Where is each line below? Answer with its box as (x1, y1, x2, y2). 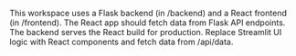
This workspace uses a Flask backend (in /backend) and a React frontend (9, 8, 288, 18)
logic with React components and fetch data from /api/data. (9, 36, 234, 47)
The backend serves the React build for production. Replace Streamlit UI (9, 27, 282, 37)
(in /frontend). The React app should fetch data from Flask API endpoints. (9, 17, 286, 28)
